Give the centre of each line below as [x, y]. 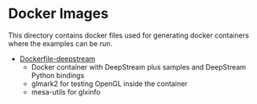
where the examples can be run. [60, 43]
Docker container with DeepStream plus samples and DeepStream [138, 66]
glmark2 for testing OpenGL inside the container [109, 84]
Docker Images [58, 14]
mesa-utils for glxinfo [66, 91]
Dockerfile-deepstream [57, 59]
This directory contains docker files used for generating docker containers [128, 35]
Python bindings [58, 75]
